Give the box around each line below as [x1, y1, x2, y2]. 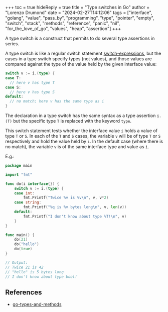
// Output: [5, 260, 28, 265]
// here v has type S [10, 89, 55, 94]
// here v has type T [10, 80, 55, 85]
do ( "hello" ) [14, 242, 39, 247]
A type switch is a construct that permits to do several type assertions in [5, 35, 155, 41]
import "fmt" [5, 172, 33, 177]
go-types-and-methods [12, 301, 62, 307]
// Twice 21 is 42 [5, 265, 44, 270]
